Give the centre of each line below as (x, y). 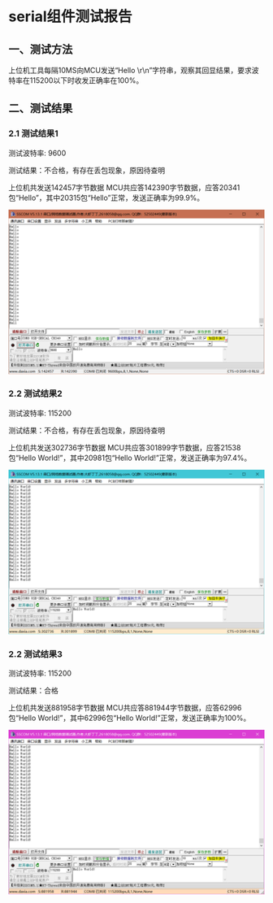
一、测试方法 (41, 49)
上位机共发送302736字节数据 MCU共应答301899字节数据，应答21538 (125, 447)
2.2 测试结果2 (35, 393)
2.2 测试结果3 (35, 653)
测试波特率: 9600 (37, 153)
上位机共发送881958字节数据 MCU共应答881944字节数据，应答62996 (125, 708)
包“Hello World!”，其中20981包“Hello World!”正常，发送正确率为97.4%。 (130, 458)
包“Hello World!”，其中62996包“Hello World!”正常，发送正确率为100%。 (130, 718)
